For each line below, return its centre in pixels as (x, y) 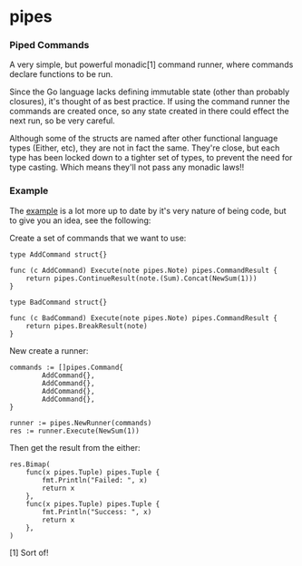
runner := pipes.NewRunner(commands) (81, 423)
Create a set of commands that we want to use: (98, 238)
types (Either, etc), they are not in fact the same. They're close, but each (145, 148)
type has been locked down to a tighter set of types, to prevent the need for (151, 158)
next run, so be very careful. (62, 121)
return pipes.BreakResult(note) (87, 326)
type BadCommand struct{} (58, 302)
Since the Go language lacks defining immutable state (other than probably (150, 92)
